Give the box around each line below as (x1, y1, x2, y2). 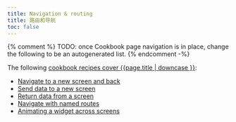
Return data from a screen (17, 92, 94, 100)
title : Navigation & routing (7, 10, 93, 18)
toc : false (7, 23, 39, 30)
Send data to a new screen (17, 85, 96, 93)
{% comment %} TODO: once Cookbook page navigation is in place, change (7, 43, 229, 51)
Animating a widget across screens (17, 107, 120, 116)
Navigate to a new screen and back (17, 77, 121, 86)
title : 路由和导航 (7, 17, 56, 24)
